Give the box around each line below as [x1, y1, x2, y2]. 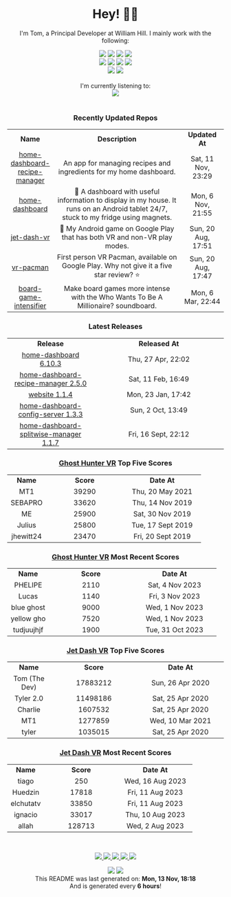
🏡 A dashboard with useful [74, 187, 160, 196]
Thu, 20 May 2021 [131, 486, 192, 496]
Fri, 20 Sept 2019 [133, 531, 191, 541]
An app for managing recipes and [63, 159, 171, 168]
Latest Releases [88, 322, 143, 332]
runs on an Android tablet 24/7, [66, 204, 168, 214]
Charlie [16, 705, 41, 714]
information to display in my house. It [57, 196, 177, 205]
